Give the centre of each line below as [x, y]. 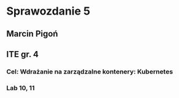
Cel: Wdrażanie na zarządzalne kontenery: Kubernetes [90, 71]
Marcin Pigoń [32, 34]
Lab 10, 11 [21, 88]
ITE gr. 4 [22, 54]
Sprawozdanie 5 [48, 11]
